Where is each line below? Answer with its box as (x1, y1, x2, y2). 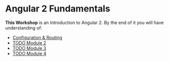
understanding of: (5, 24, 43, 30)
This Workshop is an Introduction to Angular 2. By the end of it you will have (5, 19, 164, 25)
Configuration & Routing (12, 34, 63, 40)
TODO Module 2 (12, 39, 46, 45)
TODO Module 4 (12, 50, 47, 56)
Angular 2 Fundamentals (5, 3, 111, 14)
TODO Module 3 (12, 45, 46, 51)
